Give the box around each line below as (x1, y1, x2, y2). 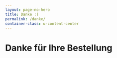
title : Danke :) (5, 12, 39, 17)
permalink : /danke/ (5, 16, 46, 21)
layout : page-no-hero (5, 7, 50, 12)
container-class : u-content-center (5, 21, 79, 26)
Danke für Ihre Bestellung (5, 43, 113, 54)
